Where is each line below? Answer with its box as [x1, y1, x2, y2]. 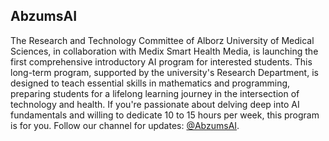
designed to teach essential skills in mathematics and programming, [10, 77, 291, 89]
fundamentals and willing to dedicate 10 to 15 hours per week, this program [10, 109, 320, 121]
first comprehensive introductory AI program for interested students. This [10, 55, 313, 68]
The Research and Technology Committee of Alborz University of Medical [10, 34, 315, 46]
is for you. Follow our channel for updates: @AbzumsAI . [10, 119, 240, 131]
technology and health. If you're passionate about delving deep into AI [10, 98, 300, 110]
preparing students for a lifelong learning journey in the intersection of [10, 87, 300, 99]
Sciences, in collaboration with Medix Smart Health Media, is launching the [10, 45, 319, 57]
